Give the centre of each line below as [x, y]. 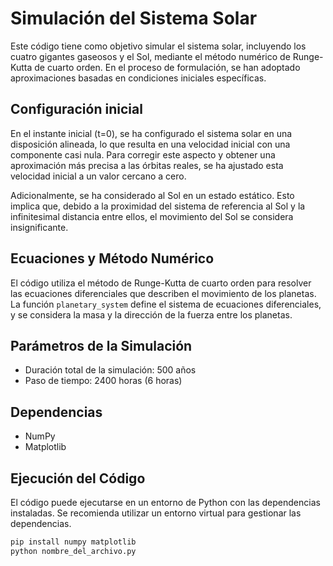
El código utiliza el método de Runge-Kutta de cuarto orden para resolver [161, 283]
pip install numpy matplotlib [73, 542]
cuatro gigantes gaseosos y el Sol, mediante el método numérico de [150, 56]
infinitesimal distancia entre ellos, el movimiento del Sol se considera [152, 216]
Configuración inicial [76, 109]
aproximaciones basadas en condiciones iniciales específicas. [138, 78]
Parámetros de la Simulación [101, 345]
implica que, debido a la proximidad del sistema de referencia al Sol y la [158, 206]
